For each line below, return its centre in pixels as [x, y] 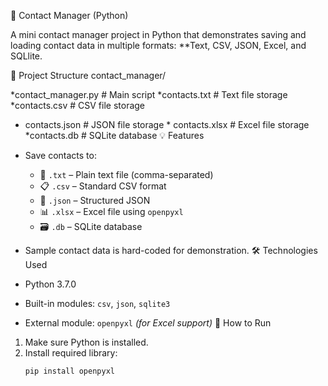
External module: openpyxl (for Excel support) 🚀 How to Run [148, 323]
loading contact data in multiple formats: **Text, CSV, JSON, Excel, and [158, 45]
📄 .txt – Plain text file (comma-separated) [126, 174]
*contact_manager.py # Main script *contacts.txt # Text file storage [149, 94]
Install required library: [71, 353]
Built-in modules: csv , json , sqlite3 [97, 303]
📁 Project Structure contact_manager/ [88, 75]
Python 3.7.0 [50, 284]
